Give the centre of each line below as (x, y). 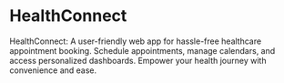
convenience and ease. (53, 70)
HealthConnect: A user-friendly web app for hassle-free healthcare (136, 41)
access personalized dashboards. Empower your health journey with (138, 60)
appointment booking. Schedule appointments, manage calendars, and (142, 50)
